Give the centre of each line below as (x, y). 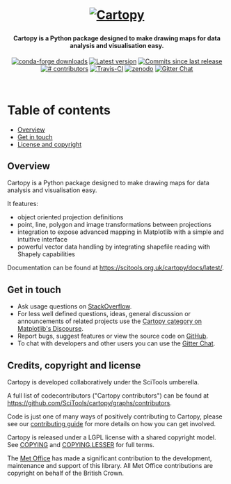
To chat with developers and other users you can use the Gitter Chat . (116, 343)
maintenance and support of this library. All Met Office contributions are (110, 465)
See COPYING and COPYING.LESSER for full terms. (81, 444)
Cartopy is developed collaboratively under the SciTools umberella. (103, 382)
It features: (23, 204)
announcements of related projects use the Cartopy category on (109, 321)
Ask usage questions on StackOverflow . (74, 306)
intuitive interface (42, 240)
